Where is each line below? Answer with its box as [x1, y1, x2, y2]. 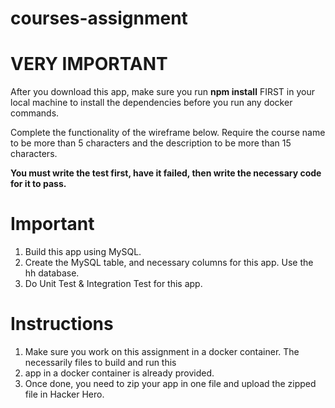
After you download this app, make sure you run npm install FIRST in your [10, 86, 315, 98]
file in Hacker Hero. [24, 388, 105, 400]
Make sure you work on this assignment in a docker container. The [24, 346, 300, 357]
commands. [10, 107, 60, 119]
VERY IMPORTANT [10, 53, 168, 76]
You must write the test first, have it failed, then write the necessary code [10, 167, 322, 179]
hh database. [24, 267, 80, 279]
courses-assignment [10, 7, 188, 30]
